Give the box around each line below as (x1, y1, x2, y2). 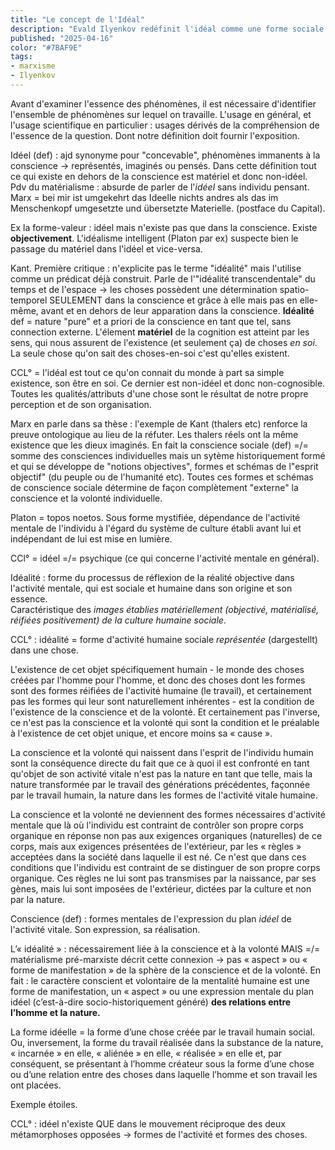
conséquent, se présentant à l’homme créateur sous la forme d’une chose (10, 1057, 315, 1070)
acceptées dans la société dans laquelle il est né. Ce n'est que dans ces (10, 851, 307, 863)
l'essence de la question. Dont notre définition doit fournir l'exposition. (10, 129, 300, 141)
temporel (10, 294, 48, 306)
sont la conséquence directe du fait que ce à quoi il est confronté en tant (10, 757, 310, 769)
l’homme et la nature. (10, 1006, 101, 1018)
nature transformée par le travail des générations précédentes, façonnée (10, 778, 311, 790)
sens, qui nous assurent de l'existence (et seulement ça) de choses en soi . (10, 336, 318, 348)
